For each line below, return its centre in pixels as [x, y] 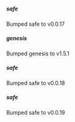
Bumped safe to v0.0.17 [36, 24]
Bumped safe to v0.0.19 [36, 112]
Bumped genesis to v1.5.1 [38, 53]
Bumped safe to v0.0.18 [36, 83]
